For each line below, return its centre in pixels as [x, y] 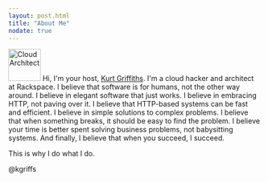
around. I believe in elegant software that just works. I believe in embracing [133, 95]
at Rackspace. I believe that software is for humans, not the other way [124, 87]
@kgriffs [23, 169]
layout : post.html [39, 16]
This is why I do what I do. [52, 154]
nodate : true [30, 30]
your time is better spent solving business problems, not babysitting [121, 130]
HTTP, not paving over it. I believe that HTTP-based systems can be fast [128, 104]
